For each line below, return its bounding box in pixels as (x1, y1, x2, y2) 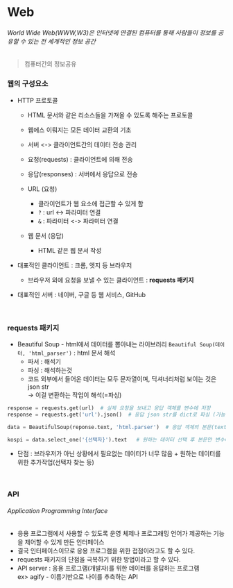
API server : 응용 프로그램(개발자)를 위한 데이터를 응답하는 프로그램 (17, 564, 200, 572)
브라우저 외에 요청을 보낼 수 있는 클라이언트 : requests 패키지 (27, 276, 194, 284)
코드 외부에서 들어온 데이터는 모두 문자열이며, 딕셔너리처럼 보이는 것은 (27, 374, 217, 383)
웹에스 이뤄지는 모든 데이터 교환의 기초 (27, 126, 132, 134)
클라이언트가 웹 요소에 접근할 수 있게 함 (37, 199, 144, 208)
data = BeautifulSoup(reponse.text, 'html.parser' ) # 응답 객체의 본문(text (7, 423, 227, 430)
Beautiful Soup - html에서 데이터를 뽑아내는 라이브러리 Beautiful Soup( (17, 339, 216, 348)
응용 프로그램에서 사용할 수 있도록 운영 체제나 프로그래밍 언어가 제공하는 (17, 529, 212, 537)
